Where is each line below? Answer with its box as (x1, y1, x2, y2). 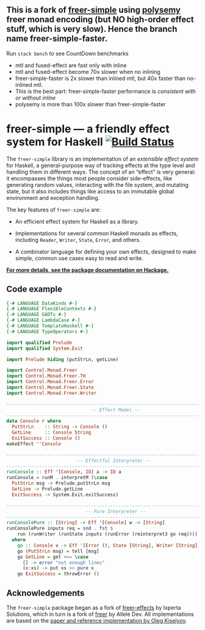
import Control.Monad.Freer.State (6, 384, 95, 390)
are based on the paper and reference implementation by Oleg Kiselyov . (6, 617, 187, 624)
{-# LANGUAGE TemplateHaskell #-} (6, 323, 95, 329)
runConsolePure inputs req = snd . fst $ (6, 526, 113, 532)
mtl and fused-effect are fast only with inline (15, 61, 127, 69)
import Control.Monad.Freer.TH (6, 373, 86, 379)
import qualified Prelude (6, 339, 72, 346)
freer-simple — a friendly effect (6, 122, 170, 136)
